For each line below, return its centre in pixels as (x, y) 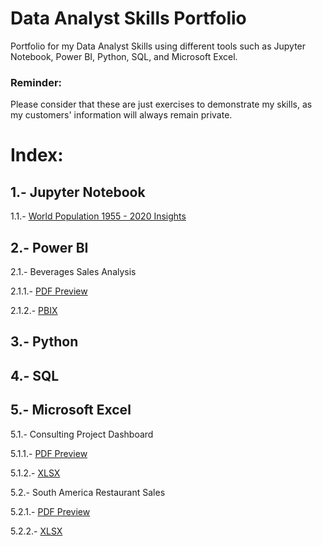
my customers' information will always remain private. (121, 115)
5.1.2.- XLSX (35, 473)
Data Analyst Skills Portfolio (128, 18)
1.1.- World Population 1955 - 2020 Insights (98, 216)
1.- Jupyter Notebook (78, 192)
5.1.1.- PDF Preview (49, 453)
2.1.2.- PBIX (34, 311)
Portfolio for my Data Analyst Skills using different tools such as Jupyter (158, 46)
